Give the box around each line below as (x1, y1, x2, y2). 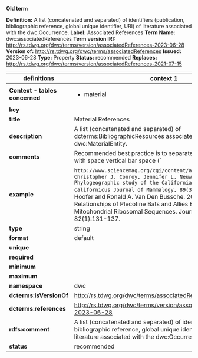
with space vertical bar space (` (74, 156, 162, 165)
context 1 (150, 74, 178, 82)
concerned (9, 94, 41, 102)
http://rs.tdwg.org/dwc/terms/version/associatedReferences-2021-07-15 (6, 60, 183, 67)
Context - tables (9, 87, 57, 94)
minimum (9, 262, 37, 271)
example (9, 191, 34, 198)
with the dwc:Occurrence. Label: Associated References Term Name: (6, 29, 176, 36)
